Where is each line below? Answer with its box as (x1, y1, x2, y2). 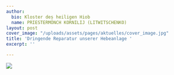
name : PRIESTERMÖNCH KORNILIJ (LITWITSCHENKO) (11, 19, 127, 25)
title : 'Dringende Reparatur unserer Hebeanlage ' (6, 36, 132, 42)
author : (6, 8, 25, 15)
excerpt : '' (6, 42, 35, 47)
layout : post (6, 25, 38, 31)
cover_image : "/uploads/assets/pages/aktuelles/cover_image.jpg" (6, 30, 169, 36)
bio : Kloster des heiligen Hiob (11, 14, 91, 20)
